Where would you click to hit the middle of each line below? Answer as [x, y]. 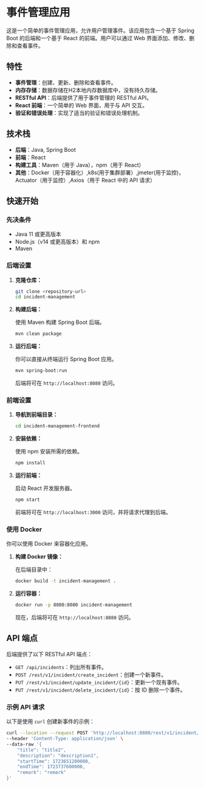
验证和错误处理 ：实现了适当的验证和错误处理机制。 [79, 112]
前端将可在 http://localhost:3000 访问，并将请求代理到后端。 [93, 512]
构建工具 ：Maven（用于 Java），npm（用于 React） [80, 165]
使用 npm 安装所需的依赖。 [49, 452]
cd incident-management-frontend [57, 426]
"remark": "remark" [42, 772]
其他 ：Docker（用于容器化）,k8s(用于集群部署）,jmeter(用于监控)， [99, 172]
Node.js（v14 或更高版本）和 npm [57, 242]
